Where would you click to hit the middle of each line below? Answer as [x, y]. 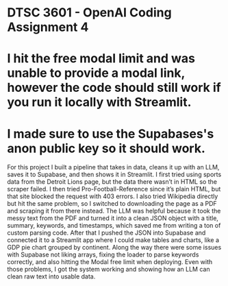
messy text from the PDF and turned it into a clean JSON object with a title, [113, 218]
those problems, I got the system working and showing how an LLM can [109, 270]
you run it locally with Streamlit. [99, 103]
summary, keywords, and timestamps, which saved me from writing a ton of [114, 226]
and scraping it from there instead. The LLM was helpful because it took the [114, 211]
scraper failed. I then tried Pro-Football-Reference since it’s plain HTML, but [114, 189]
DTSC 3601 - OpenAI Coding [90, 13]
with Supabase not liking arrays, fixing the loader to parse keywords [103, 254]
